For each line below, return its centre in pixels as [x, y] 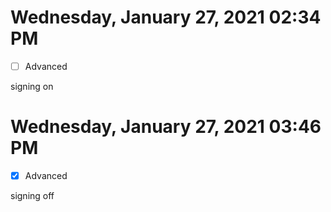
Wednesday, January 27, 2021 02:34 [166, 17]
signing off [32, 195]
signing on [32, 86]
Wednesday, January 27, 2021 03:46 [166, 127]
